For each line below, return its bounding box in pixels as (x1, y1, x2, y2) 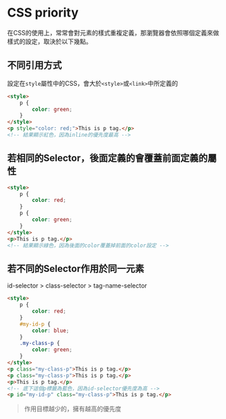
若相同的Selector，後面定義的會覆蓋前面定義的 (7, 152, 208, 164)
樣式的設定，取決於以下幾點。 (7, 37, 92, 46)
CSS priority (7, 5, 79, 21)
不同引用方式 (7, 59, 62, 71)
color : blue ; (32, 327, 70, 334)
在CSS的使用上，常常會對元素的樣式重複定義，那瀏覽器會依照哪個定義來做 (7, 28, 220, 37)
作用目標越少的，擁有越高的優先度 (23, 404, 122, 413)
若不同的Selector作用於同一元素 (7, 263, 144, 274)
